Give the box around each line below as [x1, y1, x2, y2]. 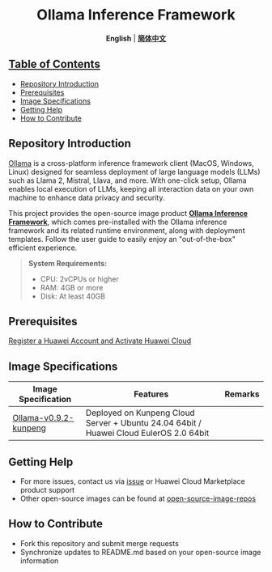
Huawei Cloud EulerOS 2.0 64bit [85, 427, 210, 439]
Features [133, 388, 169, 400]
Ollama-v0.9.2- [12, 413, 74, 424]
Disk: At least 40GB [40, 291, 105, 301]
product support [19, 485, 75, 494]
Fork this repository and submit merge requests [19, 538, 180, 548]
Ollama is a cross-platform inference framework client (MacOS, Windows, [8, 158, 254, 167]
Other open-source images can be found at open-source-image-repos [19, 494, 257, 503]
